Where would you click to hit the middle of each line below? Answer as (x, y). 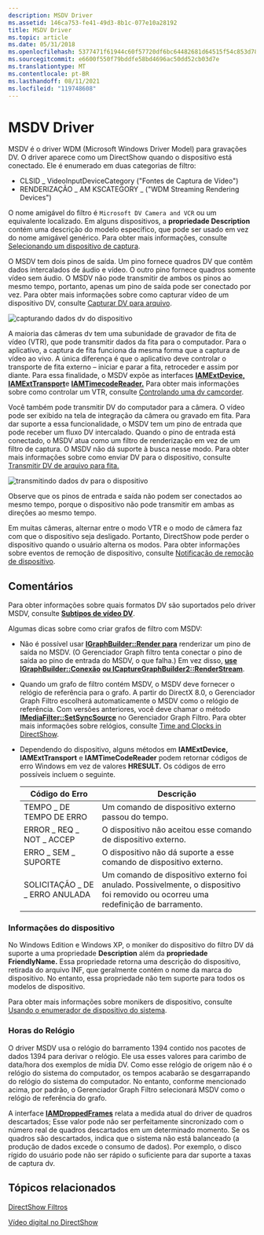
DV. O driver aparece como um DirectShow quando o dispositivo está (120, 157)
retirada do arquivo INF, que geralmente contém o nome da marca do (120, 970)
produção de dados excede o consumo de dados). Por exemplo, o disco (125, 1146)
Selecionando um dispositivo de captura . (74, 246)
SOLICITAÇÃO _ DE (59, 885)
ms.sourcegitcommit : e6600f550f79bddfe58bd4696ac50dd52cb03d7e (114, 60)
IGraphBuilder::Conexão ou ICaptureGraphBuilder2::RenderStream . (132, 669)
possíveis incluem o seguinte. (68, 775)
